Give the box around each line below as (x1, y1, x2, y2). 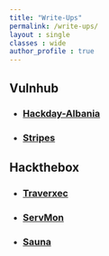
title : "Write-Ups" (9, 13, 83, 23)
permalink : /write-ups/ (9, 22, 99, 31)
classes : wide (9, 38, 67, 48)
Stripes (22, 132, 56, 145)
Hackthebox (9, 159, 79, 175)
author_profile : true (9, 47, 95, 56)
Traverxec (22, 186, 69, 199)
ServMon (22, 211, 65, 223)
